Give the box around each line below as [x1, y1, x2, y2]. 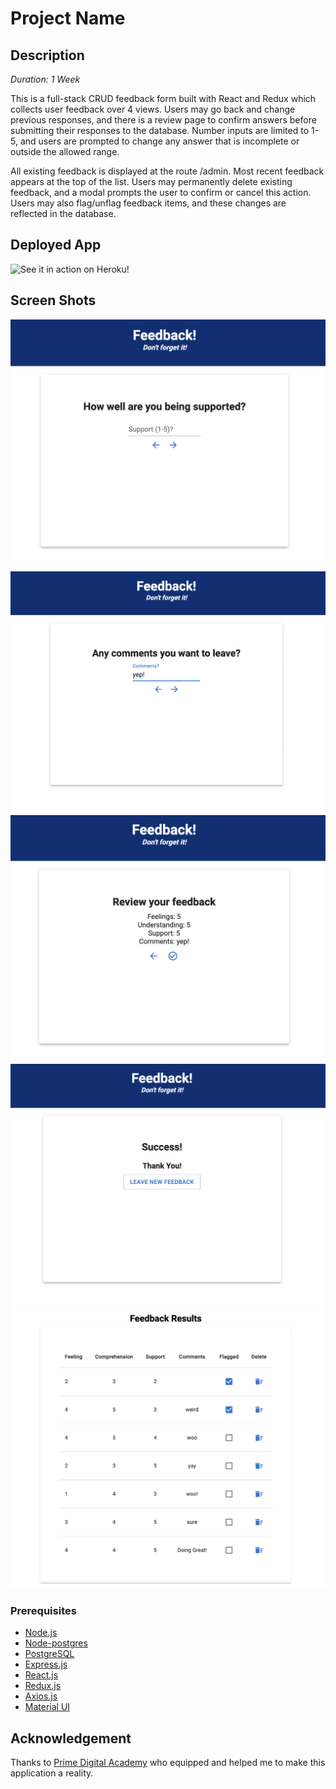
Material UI [24, 1701, 71, 1713]
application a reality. [10, 1767, 94, 1779]
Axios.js [24, 1690, 58, 1702]
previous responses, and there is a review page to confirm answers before [10, 114, 317, 126]
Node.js [24, 1627, 58, 1639]
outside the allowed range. [10, 146, 120, 157]
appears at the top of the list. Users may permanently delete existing [10, 176, 293, 187]
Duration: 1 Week [10, 73, 81, 85]
